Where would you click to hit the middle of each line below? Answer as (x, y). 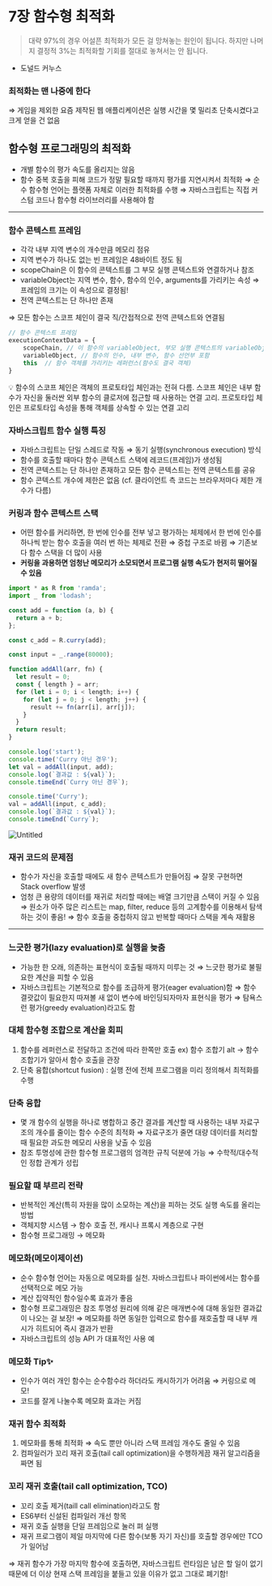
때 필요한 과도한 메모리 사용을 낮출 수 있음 (86, 1142)
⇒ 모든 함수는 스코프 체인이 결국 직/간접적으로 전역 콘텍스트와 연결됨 (117, 318)
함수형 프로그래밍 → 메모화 (62, 1235)
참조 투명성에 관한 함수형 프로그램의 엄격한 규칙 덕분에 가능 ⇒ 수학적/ (130, 1153)
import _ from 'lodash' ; (50, 596)
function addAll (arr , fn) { (56, 670)
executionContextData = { (52, 341)
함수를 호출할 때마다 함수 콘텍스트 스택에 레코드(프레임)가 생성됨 (121, 460)
